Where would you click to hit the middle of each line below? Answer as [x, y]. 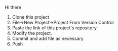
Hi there [13, 7]
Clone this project [30, 17]
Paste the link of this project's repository [54, 28]
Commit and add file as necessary [48, 38]
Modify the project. [32, 33]
